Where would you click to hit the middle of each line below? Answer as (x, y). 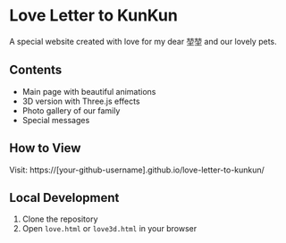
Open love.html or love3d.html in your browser (109, 229)
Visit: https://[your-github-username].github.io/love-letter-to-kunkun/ (137, 170)
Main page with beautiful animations (89, 91)
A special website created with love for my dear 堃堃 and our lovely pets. (143, 41)
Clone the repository (60, 219)
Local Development (64, 197)
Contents (36, 70)
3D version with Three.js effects (81, 101)
